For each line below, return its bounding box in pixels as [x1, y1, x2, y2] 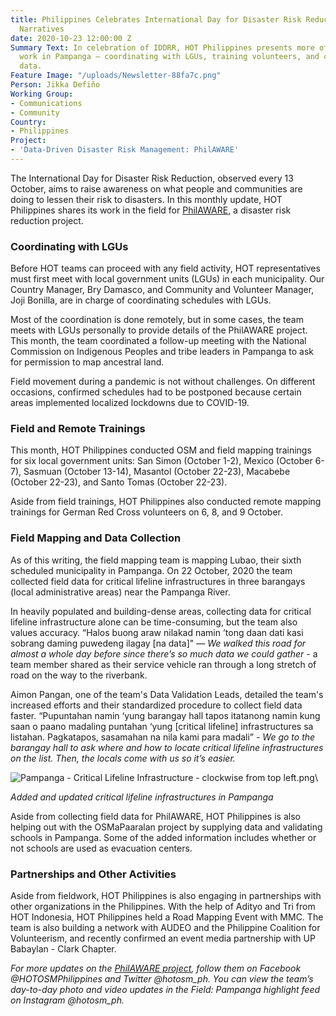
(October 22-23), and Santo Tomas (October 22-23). [10, 476, 228, 488]
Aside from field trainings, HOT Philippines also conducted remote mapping [10, 496, 322, 508]
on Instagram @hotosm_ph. [10, 994, 125, 1006]
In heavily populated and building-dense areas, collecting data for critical [10, 605, 312, 617]
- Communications [10, 98, 83, 108]
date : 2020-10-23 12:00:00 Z [10, 33, 132, 43]
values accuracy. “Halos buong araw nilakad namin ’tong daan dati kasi [10, 626, 304, 638]
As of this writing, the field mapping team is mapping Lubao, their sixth [10, 554, 302, 566]
